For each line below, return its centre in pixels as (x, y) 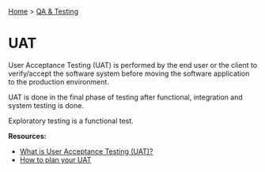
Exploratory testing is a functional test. (71, 121)
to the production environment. (59, 81)
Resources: (27, 136)
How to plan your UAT (55, 159)
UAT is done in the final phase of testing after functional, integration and (125, 97)
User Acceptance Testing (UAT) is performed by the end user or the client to (133, 65)
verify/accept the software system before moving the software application (129, 73)
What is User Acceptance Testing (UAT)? (86, 151)
